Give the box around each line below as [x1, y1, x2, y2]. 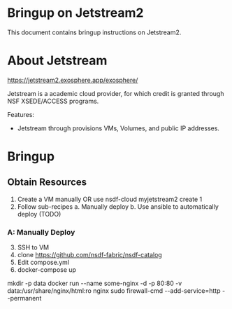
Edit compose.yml [17, 258, 70, 267]
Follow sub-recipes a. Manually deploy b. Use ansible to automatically [17, 202, 219, 211]
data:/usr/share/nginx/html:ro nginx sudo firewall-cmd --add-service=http [7, 287, 221, 295]
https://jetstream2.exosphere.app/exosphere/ [7, 76, 138, 84]
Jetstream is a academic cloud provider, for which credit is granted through [7, 89, 224, 97]
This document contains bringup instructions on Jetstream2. [7, 28, 182, 36]
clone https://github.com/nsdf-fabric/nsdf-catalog [17, 251, 162, 259]
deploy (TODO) [17, 210, 61, 218]
